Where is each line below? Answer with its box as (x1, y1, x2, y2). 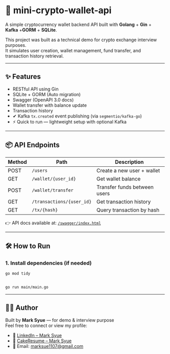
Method (8, 158, 27, 165)
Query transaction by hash (96, 206, 159, 213)
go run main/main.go (5, 285, 49, 290)
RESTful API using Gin (12, 86, 59, 92)
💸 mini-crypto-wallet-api (5, 5, 112, 16)
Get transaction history (96, 198, 151, 205)
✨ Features (5, 72, 41, 81)
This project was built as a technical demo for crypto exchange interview (5, 37, 157, 43)
